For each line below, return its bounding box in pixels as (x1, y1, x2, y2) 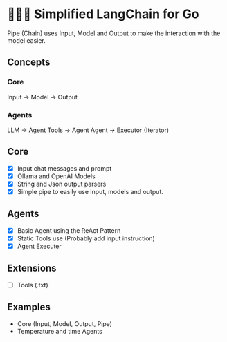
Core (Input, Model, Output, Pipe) (17, 319, 113, 327)
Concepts (7, 57, 51, 68)
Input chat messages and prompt (17, 164, 112, 172)
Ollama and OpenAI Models (17, 172, 96, 180)
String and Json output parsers (17, 180, 107, 188)
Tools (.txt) (17, 281, 48, 289)
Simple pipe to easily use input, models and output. (17, 187, 164, 196)
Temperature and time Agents (17, 327, 102, 335)
